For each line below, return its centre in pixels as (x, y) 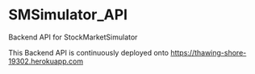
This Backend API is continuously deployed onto (89, 52)
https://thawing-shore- (209, 52)
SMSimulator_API (68, 15)
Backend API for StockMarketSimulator (73, 37)
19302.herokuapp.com (46, 61)
